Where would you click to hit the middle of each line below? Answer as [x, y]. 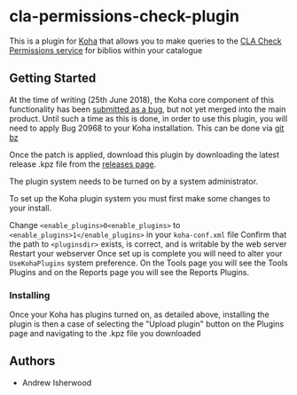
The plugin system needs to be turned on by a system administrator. [134, 181]
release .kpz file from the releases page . [83, 164]
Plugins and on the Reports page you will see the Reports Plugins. [129, 272]
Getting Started [53, 79]
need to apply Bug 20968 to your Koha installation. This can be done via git [147, 128]
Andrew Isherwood [57, 383]
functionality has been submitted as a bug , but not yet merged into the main [148, 109]
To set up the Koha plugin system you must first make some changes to [140, 198]
